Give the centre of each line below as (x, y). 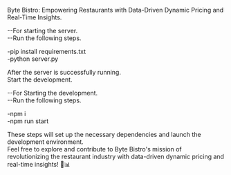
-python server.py (33, 59)
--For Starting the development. (53, 93)
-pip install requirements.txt (47, 52)
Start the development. (40, 80)
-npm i (17, 114)
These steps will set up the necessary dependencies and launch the (104, 135)
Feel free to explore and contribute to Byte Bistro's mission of (94, 149)
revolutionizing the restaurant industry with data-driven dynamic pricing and (116, 156)
